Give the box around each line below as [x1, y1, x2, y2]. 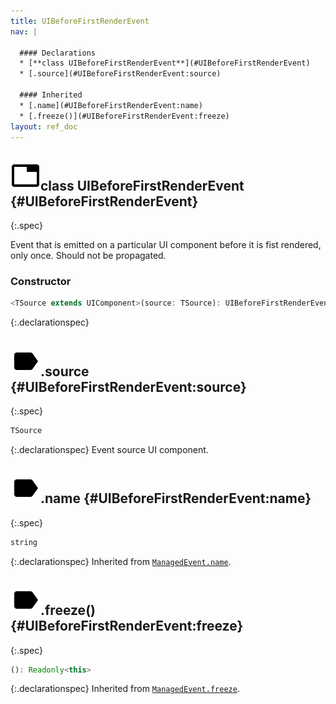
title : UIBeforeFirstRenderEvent [10, 16, 150, 26]
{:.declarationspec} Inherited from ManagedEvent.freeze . [10, 683, 240, 695]
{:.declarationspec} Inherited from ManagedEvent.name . [10, 555, 232, 567]
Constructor [10, 275, 72, 289]
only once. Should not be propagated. [10, 250, 167, 262]
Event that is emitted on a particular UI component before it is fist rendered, [10, 239, 322, 251]
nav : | [10, 26, 38, 37]
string [10, 537, 38, 547]
